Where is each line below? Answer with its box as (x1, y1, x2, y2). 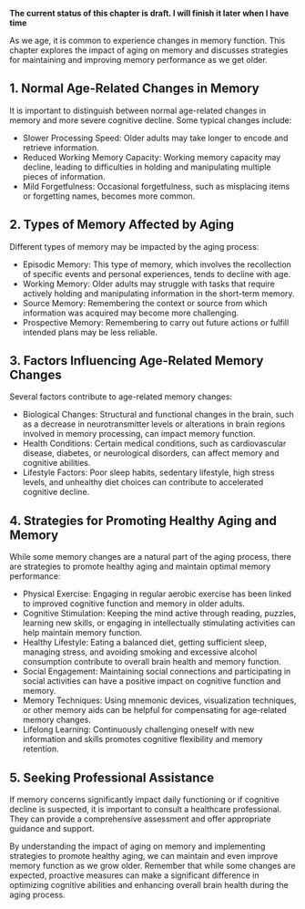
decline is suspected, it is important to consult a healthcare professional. (9, 804, 282, 815)
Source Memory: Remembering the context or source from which (22, 297, 268, 308)
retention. (22, 743, 59, 755)
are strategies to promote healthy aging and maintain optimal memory (9, 561, 271, 573)
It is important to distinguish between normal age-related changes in (9, 105, 267, 116)
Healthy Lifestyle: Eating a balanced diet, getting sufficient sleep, (22, 637, 267, 648)
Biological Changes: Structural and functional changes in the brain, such (22, 409, 294, 420)
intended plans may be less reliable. (22, 326, 158, 337)
